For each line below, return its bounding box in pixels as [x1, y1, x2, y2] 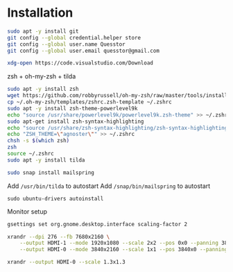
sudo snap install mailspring [7, 169, 95, 176]
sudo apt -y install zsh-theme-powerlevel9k [7, 105, 138, 112]
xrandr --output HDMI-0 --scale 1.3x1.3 [7, 259, 126, 266]
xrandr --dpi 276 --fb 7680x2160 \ [7, 233, 110, 240]
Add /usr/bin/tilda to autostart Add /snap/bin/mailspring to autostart [7, 182, 211, 190]
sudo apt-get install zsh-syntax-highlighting [7, 118, 144, 125]
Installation [7, 5, 74, 21]
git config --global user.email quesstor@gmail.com [7, 47, 159, 54]
